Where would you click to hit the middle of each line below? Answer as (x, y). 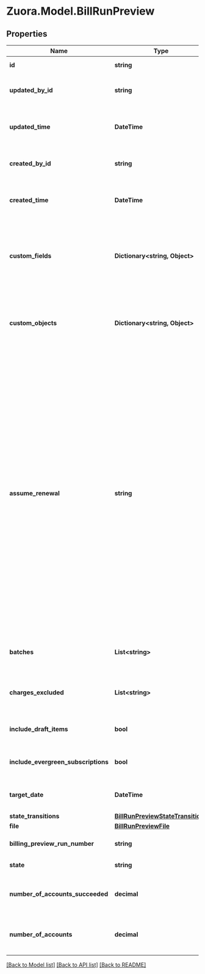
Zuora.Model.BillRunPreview (81, 11)
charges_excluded (37, 692)
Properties (27, 34)
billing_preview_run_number (52, 844)
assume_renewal (34, 493)
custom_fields (31, 256)
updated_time (30, 127)
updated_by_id (31, 90)
